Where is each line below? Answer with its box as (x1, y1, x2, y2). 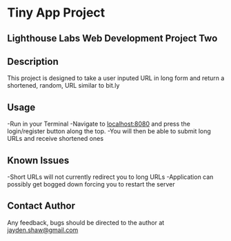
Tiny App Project (7, 5, 106, 21)
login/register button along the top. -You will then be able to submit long (7, 127, 212, 135)
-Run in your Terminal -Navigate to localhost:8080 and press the (7, 119, 191, 128)
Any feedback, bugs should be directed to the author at (7, 218, 165, 226)
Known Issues (7, 154, 70, 166)
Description (7, 55, 59, 67)
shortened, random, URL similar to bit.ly (7, 81, 120, 90)
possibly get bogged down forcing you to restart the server (7, 180, 175, 189)
